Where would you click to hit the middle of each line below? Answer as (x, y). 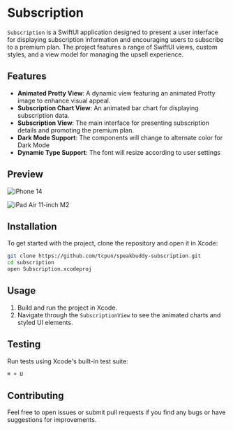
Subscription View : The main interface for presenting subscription (113, 123)
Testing (24, 344)
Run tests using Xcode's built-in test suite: (68, 361)
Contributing (36, 395)
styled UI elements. (45, 322)
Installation (32, 226)
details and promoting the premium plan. (76, 130)
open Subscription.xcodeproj (50, 269)
